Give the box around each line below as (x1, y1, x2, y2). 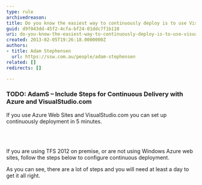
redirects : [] (6, 64, 42, 71)
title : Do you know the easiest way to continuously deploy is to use (6, 20, 187, 26)
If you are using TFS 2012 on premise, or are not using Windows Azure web (6, 147, 194, 154)
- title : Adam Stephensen (6, 48, 71, 54)
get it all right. (6, 172, 41, 179)
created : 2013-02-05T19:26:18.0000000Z (6, 37, 106, 43)
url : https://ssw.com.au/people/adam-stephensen (11, 54, 136, 60)
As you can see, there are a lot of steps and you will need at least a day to (6, 165, 189, 172)
